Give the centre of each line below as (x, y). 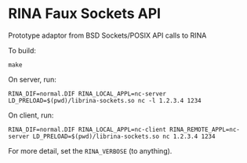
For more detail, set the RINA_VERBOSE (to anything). (90, 150)
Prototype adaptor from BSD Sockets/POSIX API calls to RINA (107, 35)
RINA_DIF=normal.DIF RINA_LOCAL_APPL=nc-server (87, 94)
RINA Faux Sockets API (85, 14)
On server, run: (32, 79)
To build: (22, 50)
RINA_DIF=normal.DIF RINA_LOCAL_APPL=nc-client (87, 129)
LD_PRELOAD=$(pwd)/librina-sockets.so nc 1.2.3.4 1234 (124, 136)
